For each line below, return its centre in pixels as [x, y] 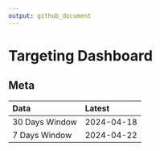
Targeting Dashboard [80, 55]
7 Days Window [42, 135]
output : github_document [50, 16]
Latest [97, 108]
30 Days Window [45, 122]
